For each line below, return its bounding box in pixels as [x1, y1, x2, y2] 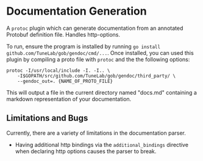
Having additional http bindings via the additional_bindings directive [15, 141, 189, 148]
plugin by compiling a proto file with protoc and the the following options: [6, 55, 190, 63]
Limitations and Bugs [6, 113, 88, 123]
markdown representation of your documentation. [6, 95, 132, 102]
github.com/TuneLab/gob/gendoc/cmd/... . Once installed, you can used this [6, 49, 194, 56]
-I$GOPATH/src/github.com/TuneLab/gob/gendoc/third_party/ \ [17, 73, 176, 79]
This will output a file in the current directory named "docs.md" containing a [6, 88, 197, 96]
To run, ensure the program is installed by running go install [6, 43, 160, 50]
